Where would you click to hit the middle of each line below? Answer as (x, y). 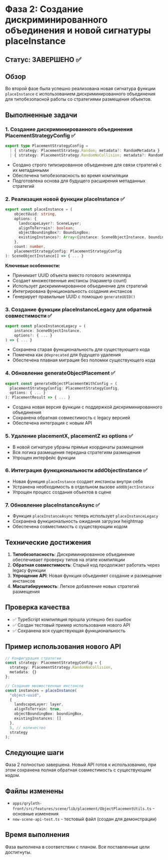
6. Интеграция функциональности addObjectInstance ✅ (76, 471)
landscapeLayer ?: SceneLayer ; (50, 223)
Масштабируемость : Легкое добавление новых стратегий (75, 586)
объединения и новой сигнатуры (78, 31)
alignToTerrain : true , (38, 709)
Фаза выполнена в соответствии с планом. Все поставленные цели (77, 846)
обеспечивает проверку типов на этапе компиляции (68, 560)
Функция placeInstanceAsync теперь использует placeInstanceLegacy (85, 516)
